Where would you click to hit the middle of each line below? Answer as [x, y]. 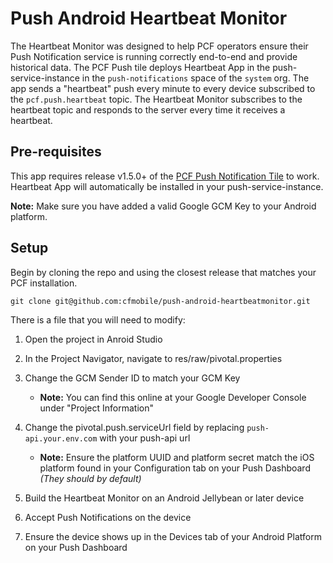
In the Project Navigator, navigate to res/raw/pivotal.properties [153, 358]
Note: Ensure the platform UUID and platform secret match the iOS [177, 457]
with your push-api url [145, 438]
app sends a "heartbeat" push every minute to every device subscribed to [163, 88]
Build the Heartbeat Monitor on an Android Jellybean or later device [164, 498]
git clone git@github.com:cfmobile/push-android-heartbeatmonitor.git [160, 301]
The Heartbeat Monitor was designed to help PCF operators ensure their [159, 46]
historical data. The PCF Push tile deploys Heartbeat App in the [140, 67]
